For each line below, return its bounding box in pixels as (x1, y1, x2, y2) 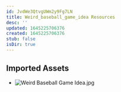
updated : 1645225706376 (6, 25, 65, 31)
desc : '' (6, 19, 28, 25)
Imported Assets (6, 63, 69, 74)
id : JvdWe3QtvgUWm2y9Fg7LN (6, 8, 73, 15)
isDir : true (6, 42, 36, 48)
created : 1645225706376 (6, 31, 65, 37)
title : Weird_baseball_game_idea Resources (6, 14, 116, 20)
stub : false (6, 36, 36, 42)
